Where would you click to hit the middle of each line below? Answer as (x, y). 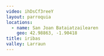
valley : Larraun (26, 44)
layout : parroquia (28, 17)
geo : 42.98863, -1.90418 (47, 33)
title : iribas (24, 38)
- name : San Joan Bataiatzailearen (55, 28)
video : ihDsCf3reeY (30, 11)
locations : (19, 22)
